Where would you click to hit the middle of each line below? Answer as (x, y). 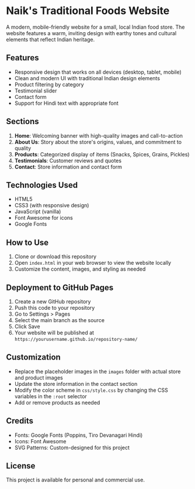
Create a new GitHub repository (53, 302)
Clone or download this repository (55, 257)
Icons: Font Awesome (40, 441)
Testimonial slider (36, 90)
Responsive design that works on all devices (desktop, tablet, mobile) (98, 72)
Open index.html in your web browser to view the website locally (93, 263)
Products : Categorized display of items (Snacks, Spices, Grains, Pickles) (102, 154)
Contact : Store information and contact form (68, 167)
